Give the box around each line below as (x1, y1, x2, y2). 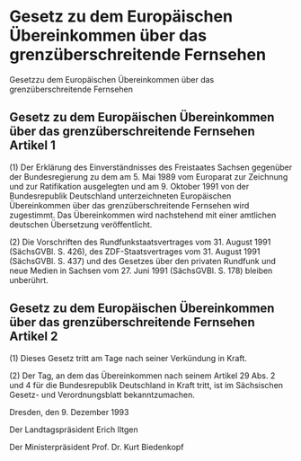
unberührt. (9, 274, 49, 285)
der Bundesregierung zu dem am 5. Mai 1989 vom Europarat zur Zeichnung (9, 171, 288, 182)
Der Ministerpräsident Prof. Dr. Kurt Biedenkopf (9, 441, 184, 452)
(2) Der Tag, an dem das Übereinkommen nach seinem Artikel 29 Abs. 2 (9, 370, 276, 381)
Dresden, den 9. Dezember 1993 (9, 406, 129, 417)
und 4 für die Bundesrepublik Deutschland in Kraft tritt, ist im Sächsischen (9, 379, 284, 390)
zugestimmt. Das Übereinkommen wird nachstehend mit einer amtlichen (9, 209, 277, 220)
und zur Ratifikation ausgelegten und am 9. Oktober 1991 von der (9, 181, 250, 191)
